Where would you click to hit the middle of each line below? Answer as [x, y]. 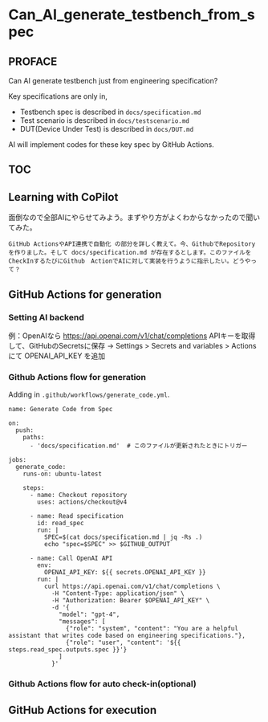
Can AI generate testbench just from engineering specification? [113, 81]
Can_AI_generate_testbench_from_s [132, 15]
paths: [34, 438]
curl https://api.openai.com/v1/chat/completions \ [132, 587]
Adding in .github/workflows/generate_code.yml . [89, 394]
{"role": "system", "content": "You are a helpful [152, 629]
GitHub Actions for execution [83, 710]
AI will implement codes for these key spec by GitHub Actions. [111, 145]
